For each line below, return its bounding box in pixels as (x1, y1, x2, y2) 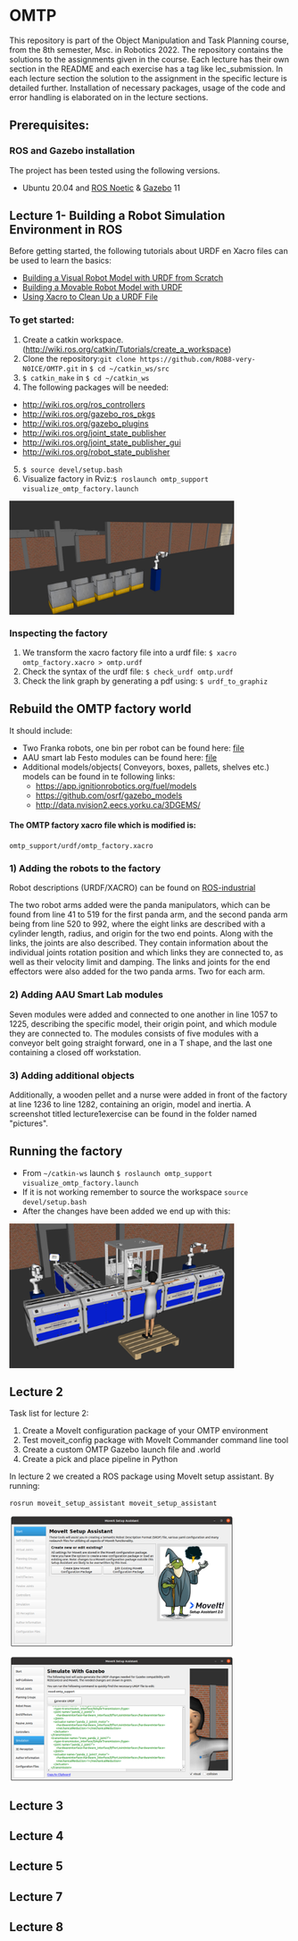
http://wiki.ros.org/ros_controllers (21, 399, 145, 409)
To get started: (9, 314, 75, 326)
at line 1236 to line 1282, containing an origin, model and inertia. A (9, 1098, 252, 1109)
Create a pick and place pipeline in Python (21, 1454, 178, 1465)
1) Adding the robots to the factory (9, 861, 161, 874)
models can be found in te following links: (21, 770, 176, 782)
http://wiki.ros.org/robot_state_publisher (21, 446, 170, 457)
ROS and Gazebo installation (9, 145, 136, 157)
